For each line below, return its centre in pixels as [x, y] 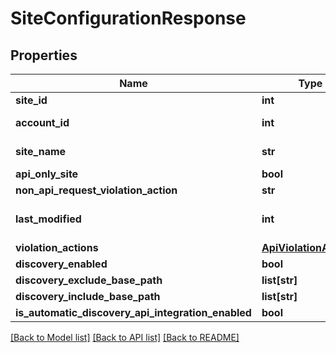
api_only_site [47, 174]
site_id [31, 100]
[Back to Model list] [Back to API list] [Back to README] [125, 337]
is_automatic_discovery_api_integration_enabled [133, 312]
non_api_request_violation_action [96, 190]
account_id [42, 122]
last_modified [48, 219]
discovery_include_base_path [88, 296]
